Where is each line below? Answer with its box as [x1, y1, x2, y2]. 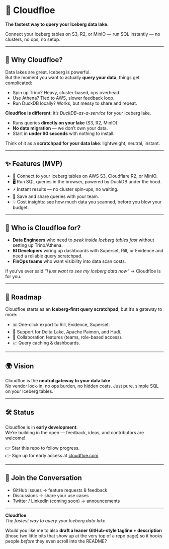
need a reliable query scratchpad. [12, 253, 83, 259]
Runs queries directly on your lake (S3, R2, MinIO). [12, 119, 119, 125]
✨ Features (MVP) [5, 160, 63, 168]
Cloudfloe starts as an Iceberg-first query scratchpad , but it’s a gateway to [5, 306, 162, 312]
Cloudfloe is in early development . [5, 424, 78, 430]
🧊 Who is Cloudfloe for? [5, 224, 81, 232]
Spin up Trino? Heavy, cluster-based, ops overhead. [12, 89, 121, 95]
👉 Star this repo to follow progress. [5, 445, 80, 451]
